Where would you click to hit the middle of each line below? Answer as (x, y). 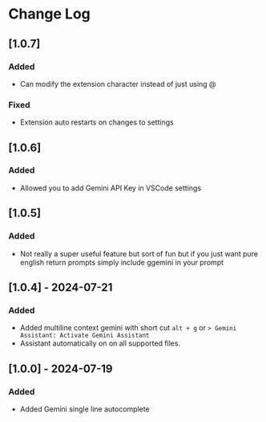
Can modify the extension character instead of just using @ (118, 84)
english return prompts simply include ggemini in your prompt (122, 262)
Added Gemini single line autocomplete (85, 409)
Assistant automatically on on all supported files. (100, 343)
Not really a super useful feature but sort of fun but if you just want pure (139, 253)
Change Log (49, 14)
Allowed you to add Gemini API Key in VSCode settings (111, 188)
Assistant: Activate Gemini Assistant (85, 336)
